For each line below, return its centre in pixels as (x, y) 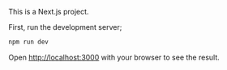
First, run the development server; (65, 27)
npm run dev (28, 42)
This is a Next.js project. (49, 12)
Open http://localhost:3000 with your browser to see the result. (114, 57)
